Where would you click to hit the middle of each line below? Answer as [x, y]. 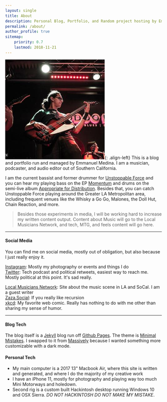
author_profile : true [28, 32]
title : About [19, 16]
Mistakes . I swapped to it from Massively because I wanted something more [83, 341]
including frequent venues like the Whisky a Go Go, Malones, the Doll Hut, [81, 199]
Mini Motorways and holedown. [44, 385]
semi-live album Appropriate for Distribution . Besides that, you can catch [80, 188]
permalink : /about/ [25, 26]
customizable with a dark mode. [38, 346]
